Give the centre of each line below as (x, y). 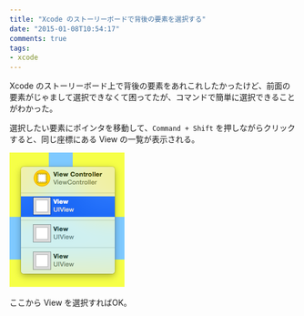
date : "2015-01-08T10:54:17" (65, 29)
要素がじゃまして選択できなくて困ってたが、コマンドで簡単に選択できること (152, 97)
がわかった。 (33, 108)
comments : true (38, 38)
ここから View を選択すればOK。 (71, 303)
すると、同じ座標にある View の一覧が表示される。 (105, 139)
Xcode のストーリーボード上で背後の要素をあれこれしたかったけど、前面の (150, 86)
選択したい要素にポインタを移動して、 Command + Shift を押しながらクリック (152, 128)
